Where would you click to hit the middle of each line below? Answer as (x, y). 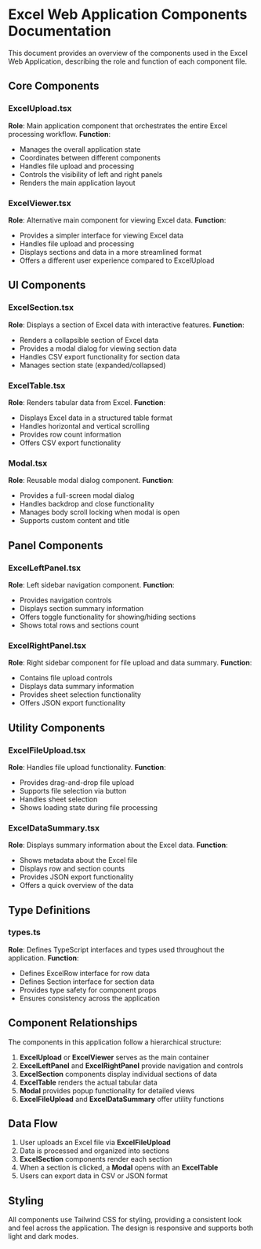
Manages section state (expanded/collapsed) (92, 365)
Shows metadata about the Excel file (78, 860)
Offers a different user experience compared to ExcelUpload (117, 260)
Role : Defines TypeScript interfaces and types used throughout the (116, 949)
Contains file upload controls (66, 678)
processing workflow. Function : (60, 134)
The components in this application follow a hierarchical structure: (115, 1042)
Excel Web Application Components (128, 15)
